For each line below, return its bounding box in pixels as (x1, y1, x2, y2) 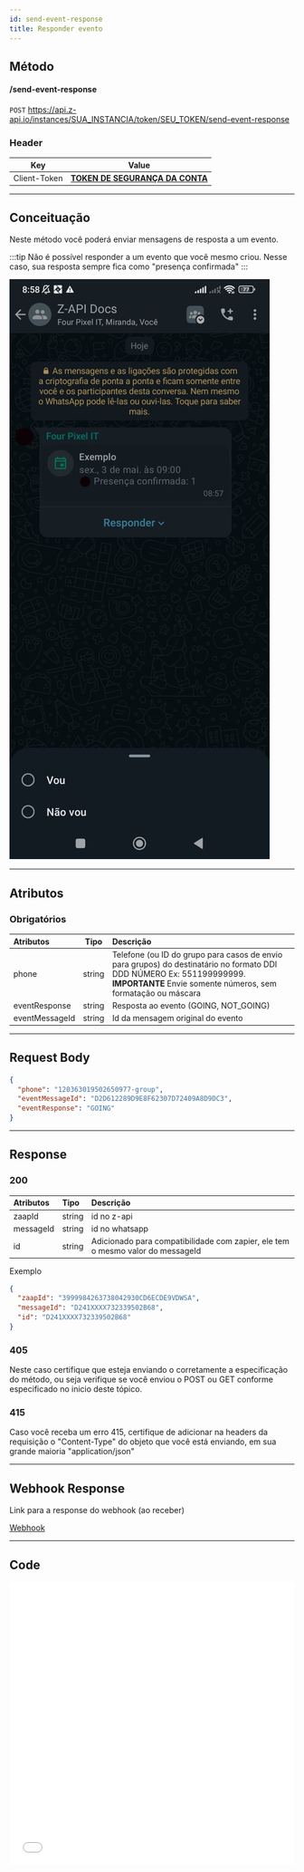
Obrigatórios (9, 912, 67, 925)
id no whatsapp (90, 1223, 149, 1234)
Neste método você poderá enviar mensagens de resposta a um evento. (9, 234, 279, 245)
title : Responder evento (9, 24, 103, 34)
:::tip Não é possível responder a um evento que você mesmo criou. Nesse (9, 252, 288, 263)
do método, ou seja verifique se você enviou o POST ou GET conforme (9, 1374, 274, 1385)
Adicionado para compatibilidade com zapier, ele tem (90, 1236, 290, 1247)
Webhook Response (9, 1481, 125, 1496)
